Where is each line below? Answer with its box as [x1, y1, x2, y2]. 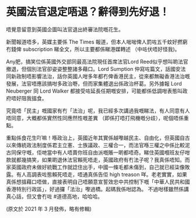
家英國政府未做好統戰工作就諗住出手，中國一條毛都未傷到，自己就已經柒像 [6, 163, 185, 171]
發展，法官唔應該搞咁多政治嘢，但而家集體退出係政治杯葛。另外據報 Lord [6, 80, 182, 87]
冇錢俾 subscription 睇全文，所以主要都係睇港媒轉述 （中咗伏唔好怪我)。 [6, 45, 180, 53]
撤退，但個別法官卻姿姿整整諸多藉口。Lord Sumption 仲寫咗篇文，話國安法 [6, 65, 186, 72]
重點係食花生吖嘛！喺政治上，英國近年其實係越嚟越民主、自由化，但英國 [6, 134, 180, 141]
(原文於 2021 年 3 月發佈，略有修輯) [6, 205, 92, 212]
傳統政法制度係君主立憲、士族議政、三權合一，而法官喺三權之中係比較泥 [16, 141, 190, 148]
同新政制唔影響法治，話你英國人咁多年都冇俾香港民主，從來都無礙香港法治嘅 [6, 73, 190, 80]
